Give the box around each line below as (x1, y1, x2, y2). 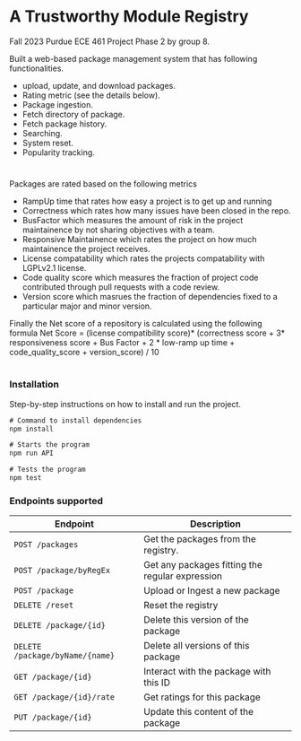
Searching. (21, 127, 63, 138)
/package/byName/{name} (13, 650, 116, 661)
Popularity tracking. (21, 146, 96, 158)
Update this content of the (142, 706, 254, 719)
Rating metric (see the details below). (21, 90, 161, 100)
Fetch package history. (21, 118, 107, 129)
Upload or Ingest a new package (142, 585, 280, 597)
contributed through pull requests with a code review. (21, 282, 220, 292)
